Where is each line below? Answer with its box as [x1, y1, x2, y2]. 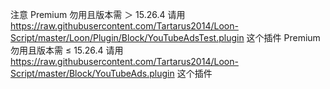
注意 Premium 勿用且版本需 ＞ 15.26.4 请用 [10, 9, 186, 20]
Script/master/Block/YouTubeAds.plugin [10, 68, 175, 79]
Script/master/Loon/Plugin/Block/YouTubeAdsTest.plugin [10, 32, 245, 43]
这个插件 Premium [246, 32, 321, 43]
